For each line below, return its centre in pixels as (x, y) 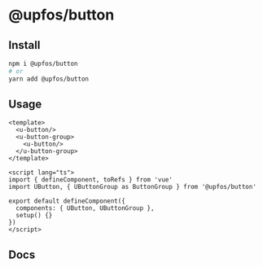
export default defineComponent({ (67, 201)
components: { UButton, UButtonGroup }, (85, 208)
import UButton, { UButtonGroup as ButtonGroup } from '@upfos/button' (132, 187)
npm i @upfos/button (44, 63)
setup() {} (34, 216)
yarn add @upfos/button (49, 79)
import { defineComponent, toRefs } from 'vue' (91, 180)
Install (24, 45)
